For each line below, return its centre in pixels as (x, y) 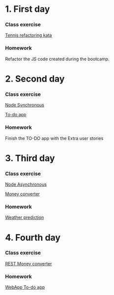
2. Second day (35, 79)
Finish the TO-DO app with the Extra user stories (54, 138)
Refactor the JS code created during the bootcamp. (57, 59)
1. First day (28, 9)
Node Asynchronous (26, 184)
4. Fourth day (33, 237)
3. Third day (30, 158)
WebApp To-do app (25, 287)
